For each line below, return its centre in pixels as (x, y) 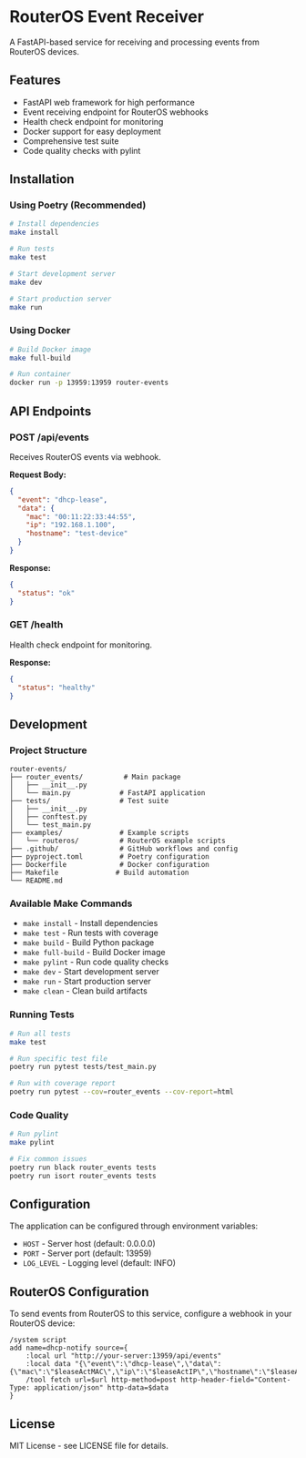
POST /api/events (49, 437)
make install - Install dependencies (90, 923)
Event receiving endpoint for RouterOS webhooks (116, 112)
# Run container (40, 374)
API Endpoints (51, 411)
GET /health (36, 625)
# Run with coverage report (63, 1084)
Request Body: (38, 474)
